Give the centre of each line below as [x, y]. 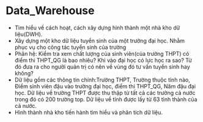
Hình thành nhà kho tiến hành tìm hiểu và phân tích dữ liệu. [89, 112]
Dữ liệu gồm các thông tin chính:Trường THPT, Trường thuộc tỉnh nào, [102, 80]
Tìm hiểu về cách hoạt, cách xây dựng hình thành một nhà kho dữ [97, 28]
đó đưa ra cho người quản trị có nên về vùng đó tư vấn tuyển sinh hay [102, 67]
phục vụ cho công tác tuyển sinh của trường [70, 47]
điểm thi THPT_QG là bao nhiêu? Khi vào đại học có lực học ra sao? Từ [103, 60]
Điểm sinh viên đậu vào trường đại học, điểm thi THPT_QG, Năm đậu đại [105, 86]
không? [24, 73]
